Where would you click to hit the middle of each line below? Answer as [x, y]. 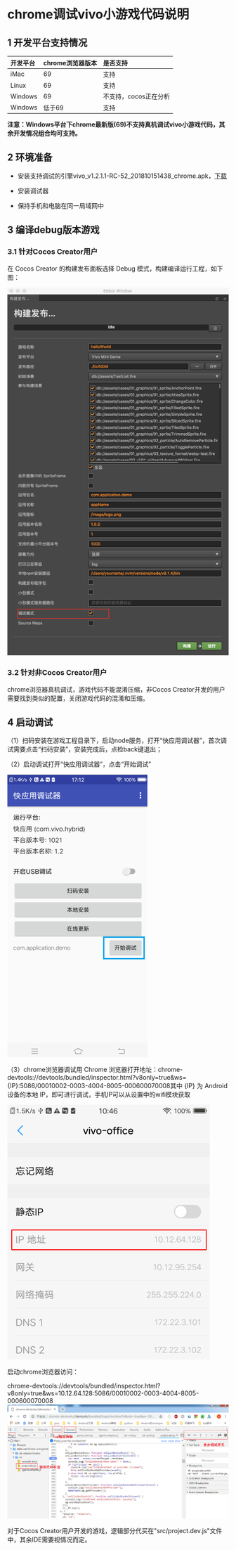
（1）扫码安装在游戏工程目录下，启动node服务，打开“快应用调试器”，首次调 [117, 741]
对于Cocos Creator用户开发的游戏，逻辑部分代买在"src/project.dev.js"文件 [115, 1530]
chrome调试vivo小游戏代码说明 [98, 14]
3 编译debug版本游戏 [53, 230]
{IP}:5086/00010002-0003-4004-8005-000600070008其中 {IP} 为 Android [118, 1086]
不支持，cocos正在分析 [137, 96]
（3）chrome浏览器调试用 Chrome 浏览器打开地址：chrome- [95, 1070]
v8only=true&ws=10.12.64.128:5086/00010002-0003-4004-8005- [103, 1393]
